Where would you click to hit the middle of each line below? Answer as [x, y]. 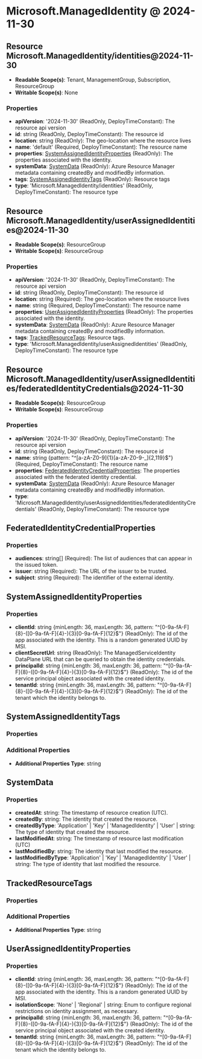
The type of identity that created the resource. [73, 832]
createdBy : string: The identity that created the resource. [86, 819]
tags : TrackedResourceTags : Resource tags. [70, 337]
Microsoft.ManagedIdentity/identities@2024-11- [100, 56]
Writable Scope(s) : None [46, 93]
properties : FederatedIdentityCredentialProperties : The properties [97, 471]
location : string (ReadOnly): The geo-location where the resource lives [103, 141]
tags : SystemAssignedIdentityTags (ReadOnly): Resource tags [92, 179]
